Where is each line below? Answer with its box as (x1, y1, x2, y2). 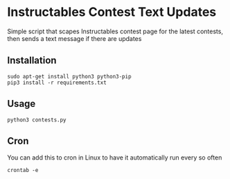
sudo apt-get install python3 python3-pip (7, 73, 132, 80)
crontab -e (7, 167, 39, 174)
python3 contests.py (7, 116, 67, 123)
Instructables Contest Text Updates (7, 4, 217, 20)
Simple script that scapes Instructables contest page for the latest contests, (7, 27, 224, 35)
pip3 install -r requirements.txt (7, 79, 107, 86)
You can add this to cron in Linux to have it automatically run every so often (7, 153, 222, 162)
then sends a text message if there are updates (7, 34, 142, 42)
